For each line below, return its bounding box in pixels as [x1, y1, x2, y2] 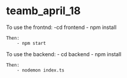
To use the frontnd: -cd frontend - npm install [6, 24, 117, 31]
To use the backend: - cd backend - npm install [6, 50, 122, 57]
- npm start [17, 40, 46, 46]
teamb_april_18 [6, 4, 81, 18]
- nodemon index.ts [17, 67, 65, 73]
